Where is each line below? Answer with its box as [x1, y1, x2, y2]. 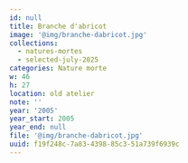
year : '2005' [9, 106, 59, 115]
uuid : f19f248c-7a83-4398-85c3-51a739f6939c [9, 139, 180, 149]
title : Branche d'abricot [9, 22, 107, 31]
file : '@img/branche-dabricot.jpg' [9, 131, 144, 140]
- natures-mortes [17, 47, 83, 56]
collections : [9, 38, 59, 48]
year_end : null [9, 123, 67, 132]
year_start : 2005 [9, 114, 75, 123]
